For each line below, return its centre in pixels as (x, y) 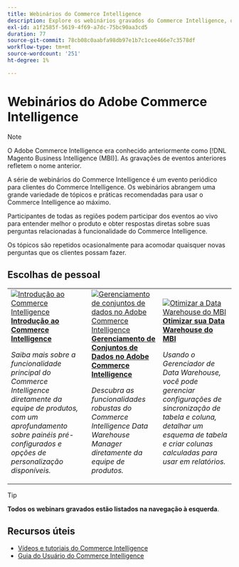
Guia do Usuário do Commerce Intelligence (81, 556)
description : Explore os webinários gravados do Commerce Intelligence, (117, 21)
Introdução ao (35, 321)
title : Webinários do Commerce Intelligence (74, 14)
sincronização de (192, 408)
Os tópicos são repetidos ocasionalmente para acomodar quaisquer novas (117, 245)
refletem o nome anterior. (44, 165)
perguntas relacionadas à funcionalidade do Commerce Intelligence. (107, 231)
